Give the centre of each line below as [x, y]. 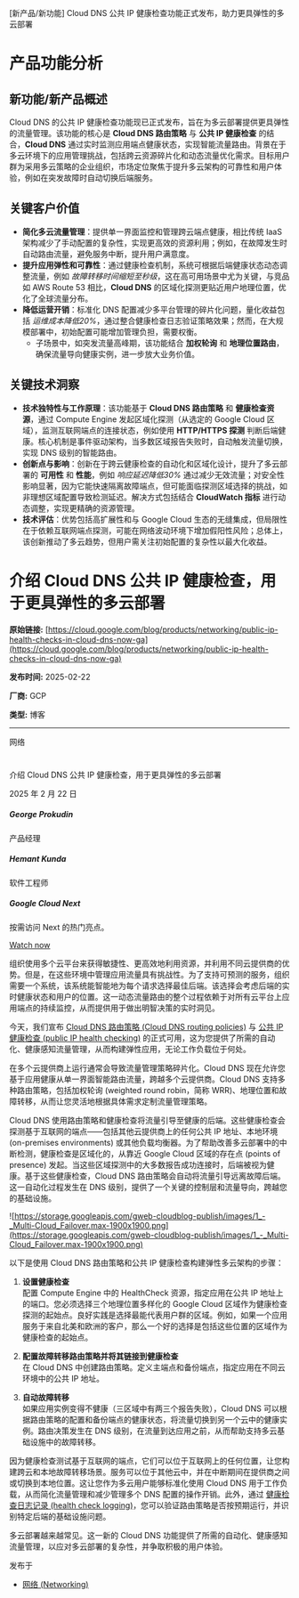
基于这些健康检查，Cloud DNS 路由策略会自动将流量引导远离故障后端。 [155, 1176]
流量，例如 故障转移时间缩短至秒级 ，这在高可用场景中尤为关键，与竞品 [160, 276]
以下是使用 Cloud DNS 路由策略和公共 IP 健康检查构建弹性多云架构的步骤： [146, 1262]
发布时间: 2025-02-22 [50, 677]
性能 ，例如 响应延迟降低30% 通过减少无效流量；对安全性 [180, 475]
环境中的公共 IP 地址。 [63, 1378]
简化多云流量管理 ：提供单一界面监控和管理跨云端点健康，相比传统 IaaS [152, 231]
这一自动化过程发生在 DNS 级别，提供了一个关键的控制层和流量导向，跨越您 [148, 1187]
